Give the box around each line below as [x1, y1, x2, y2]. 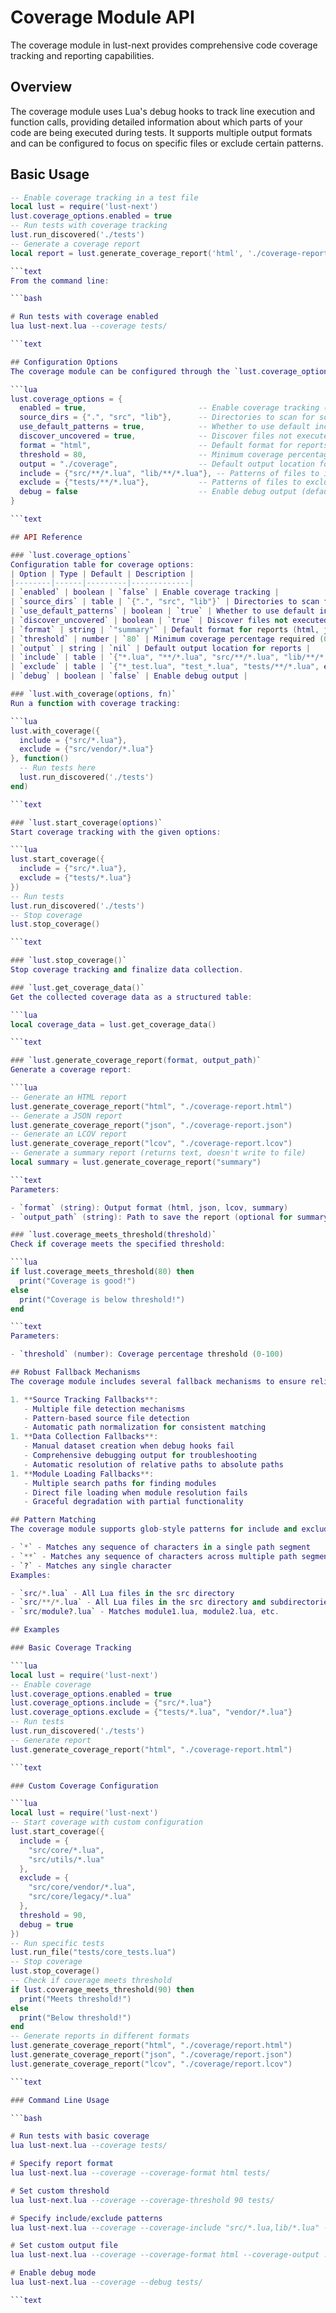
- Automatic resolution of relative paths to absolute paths [23, 1459, 284, 1470]
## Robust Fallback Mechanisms [10, 1367, 141, 1378]
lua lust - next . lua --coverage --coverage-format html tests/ [10, 2168, 271, 2178]
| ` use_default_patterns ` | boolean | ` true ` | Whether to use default [10, 606, 316, 616]
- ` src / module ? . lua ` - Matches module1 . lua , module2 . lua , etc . [10, 1607, 280, 1617]
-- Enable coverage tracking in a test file [10, 192, 199, 203]
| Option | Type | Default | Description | [10, 569, 195, 579]
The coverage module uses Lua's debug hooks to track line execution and [10, 105, 316, 117]
